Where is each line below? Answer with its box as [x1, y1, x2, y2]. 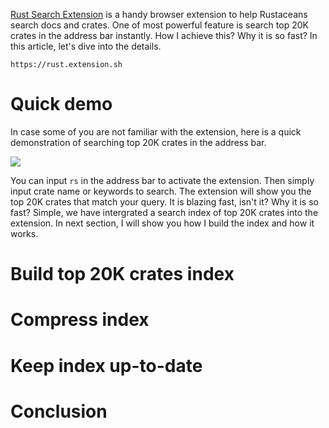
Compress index [10, 309, 150, 331]
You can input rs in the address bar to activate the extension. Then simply [10, 174, 315, 186]
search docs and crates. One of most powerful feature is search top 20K [10, 19, 309, 31]
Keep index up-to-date [10, 354, 203, 377]
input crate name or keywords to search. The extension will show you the [10, 185, 312, 197]
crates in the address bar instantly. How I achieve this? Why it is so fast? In [10, 30, 318, 41]
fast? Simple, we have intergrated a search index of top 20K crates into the [10, 206, 319, 218]
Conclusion [10, 400, 108, 423]
